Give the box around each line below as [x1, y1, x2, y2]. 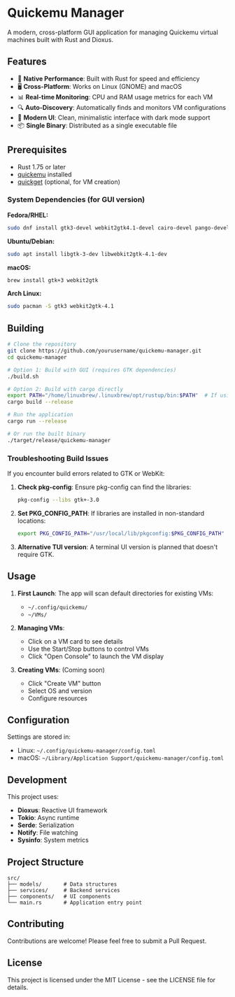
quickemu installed [17, 170, 72, 178]
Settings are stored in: [7, 733, 71, 741]
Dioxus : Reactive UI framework [17, 806, 108, 814]
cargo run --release [7, 418, 68, 425]
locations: [17, 516, 46, 525]
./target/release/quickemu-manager [7, 437, 111, 444]
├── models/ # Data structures [7, 880, 117, 888]
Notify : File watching [17, 828, 78, 837]
